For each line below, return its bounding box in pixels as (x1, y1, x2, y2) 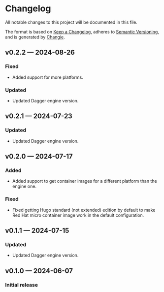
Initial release (5, 281, 38, 288)
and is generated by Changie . (5, 34, 65, 40)
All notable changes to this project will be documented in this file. (5, 19, 138, 25)
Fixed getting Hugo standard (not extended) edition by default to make (12, 207, 156, 213)
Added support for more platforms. (12, 74, 84, 80)
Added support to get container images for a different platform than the (12, 178, 157, 184)
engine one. (12, 183, 37, 190)
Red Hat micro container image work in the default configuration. (12, 212, 144, 218)
